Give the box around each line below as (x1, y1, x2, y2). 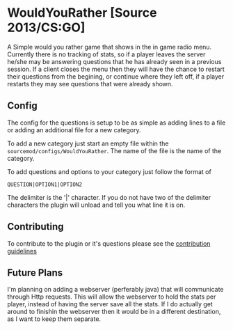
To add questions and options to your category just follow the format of (7, 167, 212, 175)
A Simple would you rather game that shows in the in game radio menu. (7, 42, 212, 51)
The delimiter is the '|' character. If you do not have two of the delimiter (7, 193, 211, 201)
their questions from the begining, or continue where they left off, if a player (7, 72, 225, 81)
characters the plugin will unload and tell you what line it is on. (7, 201, 186, 209)
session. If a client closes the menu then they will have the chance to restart (7, 65, 225, 73)
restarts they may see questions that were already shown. (7, 79, 173, 88)
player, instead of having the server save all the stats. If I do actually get (7, 300, 214, 308)
